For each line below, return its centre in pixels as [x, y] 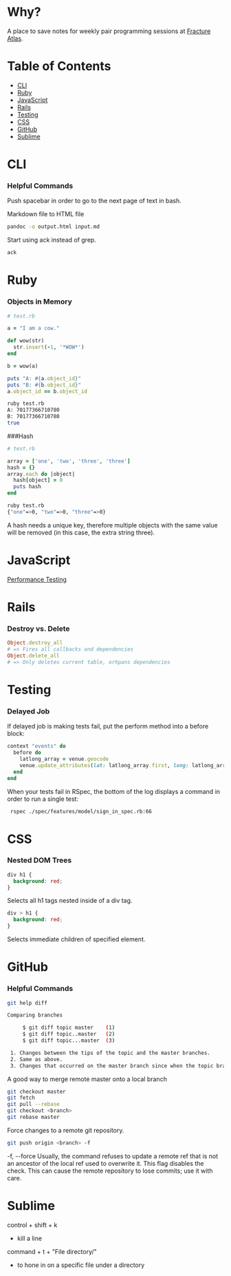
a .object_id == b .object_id [47, 391]
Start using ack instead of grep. [52, 240]
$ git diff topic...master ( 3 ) [69, 1040]
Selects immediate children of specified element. [76, 939]
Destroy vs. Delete [38, 629]
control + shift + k [32, 1225]
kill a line [30, 1238]
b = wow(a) [23, 366]
